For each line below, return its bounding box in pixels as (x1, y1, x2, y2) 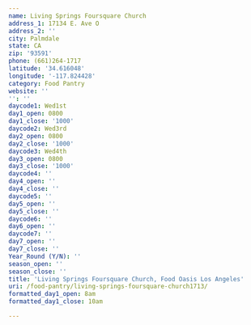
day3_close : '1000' (8, 162, 74, 171)
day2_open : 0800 (8, 132, 63, 140)
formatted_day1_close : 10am (8, 298, 104, 306)
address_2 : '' (8, 27, 57, 35)
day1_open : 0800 (8, 110, 63, 118)
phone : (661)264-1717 (8, 57, 82, 65)
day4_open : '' (8, 177, 57, 186)
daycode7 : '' (8, 230, 53, 238)
